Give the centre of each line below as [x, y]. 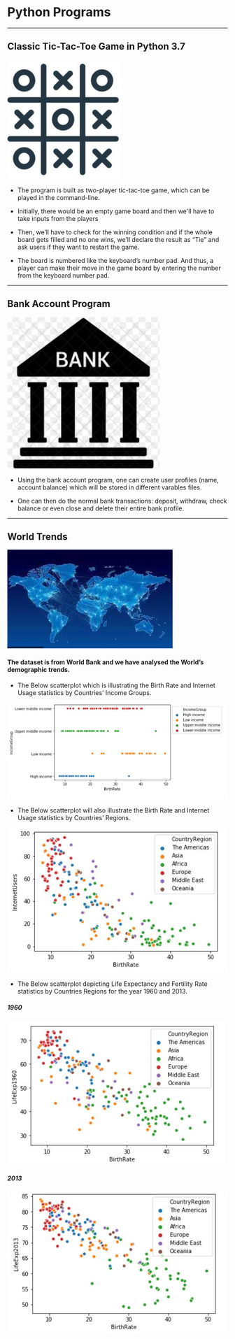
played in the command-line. [58, 197]
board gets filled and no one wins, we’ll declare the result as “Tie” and [118, 239]
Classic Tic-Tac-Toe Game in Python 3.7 [96, 46]
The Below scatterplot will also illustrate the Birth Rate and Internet [113, 810]
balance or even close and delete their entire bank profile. [100, 508]
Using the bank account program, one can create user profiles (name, [118, 480]
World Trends [37, 537]
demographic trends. [38, 669]
